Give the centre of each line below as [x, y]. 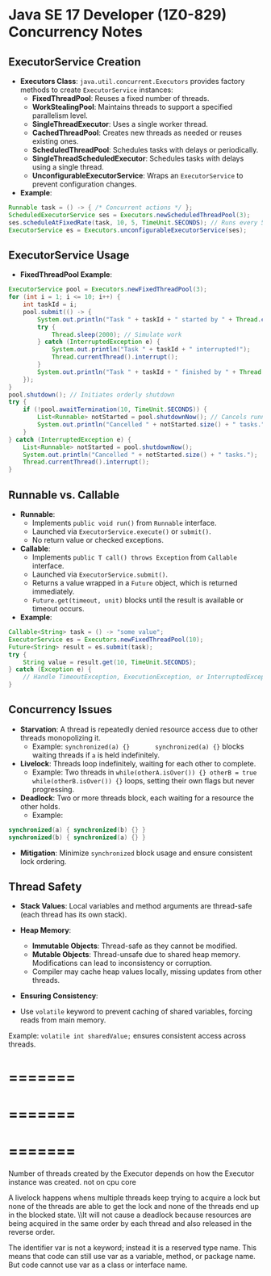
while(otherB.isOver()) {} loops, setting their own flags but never [143, 780]
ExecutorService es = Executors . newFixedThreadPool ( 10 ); [106, 640]
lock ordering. [43, 861]
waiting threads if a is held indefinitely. [96, 755]
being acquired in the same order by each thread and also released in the [130, 1223]
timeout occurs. [58, 609]
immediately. [53, 592]
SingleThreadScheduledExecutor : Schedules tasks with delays [138, 158]
